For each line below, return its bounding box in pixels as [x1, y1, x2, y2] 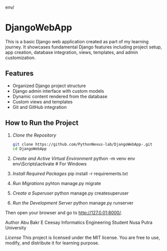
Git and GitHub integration [12, 104, 67, 110]
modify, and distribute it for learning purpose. [5, 240, 100, 246]
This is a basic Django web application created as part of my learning [5, 38, 149, 44]
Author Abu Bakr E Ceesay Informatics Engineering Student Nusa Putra [5, 219, 152, 226]
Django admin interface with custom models [12, 88, 104, 94]
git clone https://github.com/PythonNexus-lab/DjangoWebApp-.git [12, 142, 152, 147]
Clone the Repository [12, 132, 56, 138]
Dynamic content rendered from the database [12, 93, 108, 99]
